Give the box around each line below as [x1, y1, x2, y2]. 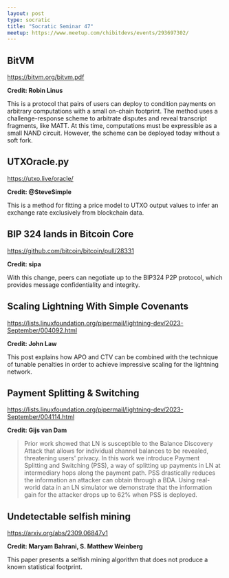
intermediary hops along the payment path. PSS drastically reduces [23, 469, 216, 477]
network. [7, 367, 33, 376]
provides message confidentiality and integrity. [7, 280, 140, 289]
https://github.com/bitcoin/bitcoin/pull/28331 [7, 246, 134, 255]
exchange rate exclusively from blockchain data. [7, 208, 144, 217]
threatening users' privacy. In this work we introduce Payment [23, 454, 200, 462]
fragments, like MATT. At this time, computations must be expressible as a [7, 122, 217, 130]
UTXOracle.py [7, 156, 69, 168]
